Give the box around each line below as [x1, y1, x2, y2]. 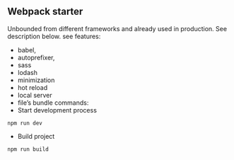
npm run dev [7, 120, 42, 127]
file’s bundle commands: [17, 98, 89, 107]
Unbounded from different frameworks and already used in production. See [7, 24, 228, 33]
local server [17, 91, 52, 99]
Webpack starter [7, 6, 83, 18]
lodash [17, 68, 37, 76]
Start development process [17, 105, 98, 114]
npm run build [7, 145, 49, 153]
